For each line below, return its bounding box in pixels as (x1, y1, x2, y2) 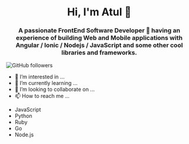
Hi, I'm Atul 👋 (67, 5, 132, 19)
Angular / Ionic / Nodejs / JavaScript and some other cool (15, 41, 183, 50)
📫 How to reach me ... (14, 93, 70, 100)
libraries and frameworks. (61, 48, 138, 57)
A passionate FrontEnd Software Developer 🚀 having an (18, 27, 181, 35)
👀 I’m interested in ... (14, 73, 65, 80)
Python (14, 112, 32, 120)
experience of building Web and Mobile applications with (15, 34, 183, 42)
